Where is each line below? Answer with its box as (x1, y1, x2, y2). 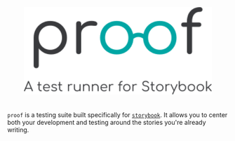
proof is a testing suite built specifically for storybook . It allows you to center (7, 111, 228, 119)
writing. (7, 126, 29, 134)
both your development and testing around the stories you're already (7, 119, 206, 126)
